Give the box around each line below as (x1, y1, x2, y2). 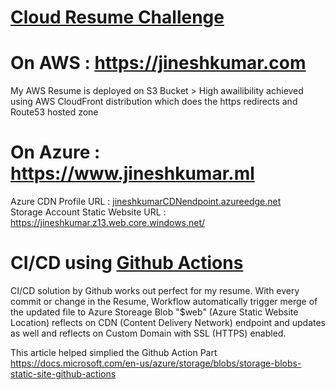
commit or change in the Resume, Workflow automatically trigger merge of (10, 296, 318, 307)
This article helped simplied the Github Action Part (10, 347, 218, 358)
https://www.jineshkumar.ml (10, 162, 255, 185)
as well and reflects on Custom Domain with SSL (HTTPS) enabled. (10, 327, 287, 339)
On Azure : (10, 141, 101, 164)
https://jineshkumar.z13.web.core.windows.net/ (10, 217, 206, 229)
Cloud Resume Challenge (10, 6, 225, 29)
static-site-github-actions (10, 368, 117, 380)
